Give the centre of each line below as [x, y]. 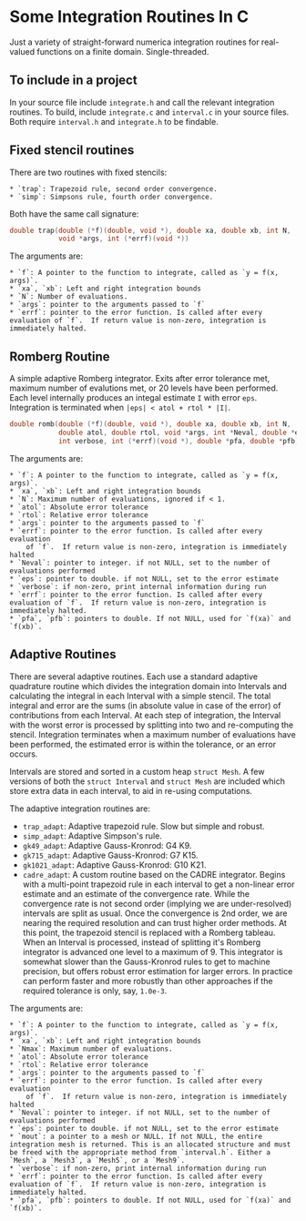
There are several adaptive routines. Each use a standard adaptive [133, 677]
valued [22, 51]
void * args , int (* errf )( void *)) [123, 239]
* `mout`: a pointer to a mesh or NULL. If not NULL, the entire [136, 1136]
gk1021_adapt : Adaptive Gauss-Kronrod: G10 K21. [114, 865]
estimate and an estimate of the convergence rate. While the [136, 893]
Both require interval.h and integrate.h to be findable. [114, 121]
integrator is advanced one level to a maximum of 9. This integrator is [153, 951]
